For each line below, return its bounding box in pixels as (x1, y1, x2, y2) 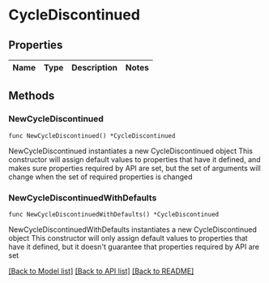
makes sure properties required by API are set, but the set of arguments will (8, 163, 261, 173)
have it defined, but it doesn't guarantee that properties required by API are (8, 242, 259, 251)
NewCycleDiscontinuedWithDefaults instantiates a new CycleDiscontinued (8, 225, 258, 234)
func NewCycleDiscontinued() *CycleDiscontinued (8, 131, 176, 139)
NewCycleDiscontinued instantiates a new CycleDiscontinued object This (8, 146, 254, 156)
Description (71, 62, 117, 73)
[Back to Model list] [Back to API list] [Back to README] (8, 266, 194, 276)
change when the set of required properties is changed (8, 172, 193, 182)
